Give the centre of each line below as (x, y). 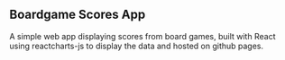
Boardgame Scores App (78, 15)
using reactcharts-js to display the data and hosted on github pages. (137, 46)
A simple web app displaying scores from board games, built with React (142, 36)
